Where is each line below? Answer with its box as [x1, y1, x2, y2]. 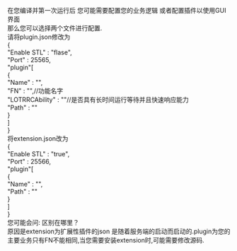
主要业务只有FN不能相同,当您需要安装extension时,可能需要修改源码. [7, 236, 204, 244]
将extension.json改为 [7, 134, 69, 143]
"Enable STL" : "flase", [7, 48, 72, 57]
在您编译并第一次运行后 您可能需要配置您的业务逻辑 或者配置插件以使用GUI [7, 6, 226, 14]
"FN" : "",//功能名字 [7, 87, 64, 95]
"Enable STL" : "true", [7, 150, 70, 158]
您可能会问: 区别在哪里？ [7, 218, 79, 226]
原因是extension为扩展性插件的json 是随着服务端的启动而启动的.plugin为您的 [7, 227, 231, 235]
